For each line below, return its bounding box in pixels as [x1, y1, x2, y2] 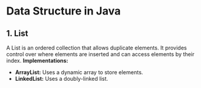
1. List [6, 28, 28, 39]
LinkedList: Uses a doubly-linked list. [15, 75, 108, 82]
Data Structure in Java [6, 4, 121, 18]
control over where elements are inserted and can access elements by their [6, 51, 195, 58]
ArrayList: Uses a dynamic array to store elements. [15, 69, 143, 76]
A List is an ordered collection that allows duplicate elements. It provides [6, 44, 187, 51]
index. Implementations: [6, 57, 68, 64]
